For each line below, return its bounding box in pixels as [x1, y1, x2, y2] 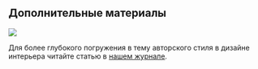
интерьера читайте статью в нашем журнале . [8, 51, 168, 61]
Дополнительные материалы [8, 6, 167, 20]
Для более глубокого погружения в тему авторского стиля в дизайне [8, 43, 250, 52]
